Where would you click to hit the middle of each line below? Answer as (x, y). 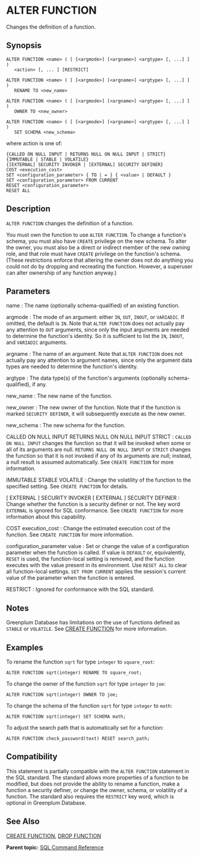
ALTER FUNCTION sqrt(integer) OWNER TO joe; (62, 695)
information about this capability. (46, 517)
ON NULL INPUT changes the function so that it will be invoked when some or (99, 443)
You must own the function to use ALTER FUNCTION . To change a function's (96, 234)
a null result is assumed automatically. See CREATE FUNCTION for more (90, 462)
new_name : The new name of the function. (59, 396)
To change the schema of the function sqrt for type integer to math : (89, 706)
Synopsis (24, 46)
